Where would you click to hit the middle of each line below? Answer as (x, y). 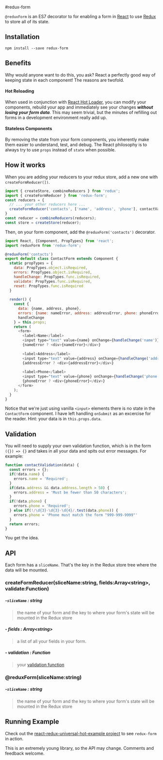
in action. (14, 739)
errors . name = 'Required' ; (41, 479)
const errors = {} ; (29, 470)
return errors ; (25, 524)
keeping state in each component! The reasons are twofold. (65, 80)
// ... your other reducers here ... (48, 205)
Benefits (18, 63)
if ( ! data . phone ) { (28, 501)
